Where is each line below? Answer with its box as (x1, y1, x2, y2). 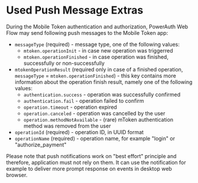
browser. (6, 171, 28, 178)
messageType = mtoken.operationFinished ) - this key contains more (14, 72, 176, 79)
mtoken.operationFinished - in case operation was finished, (23, 53, 168, 60)
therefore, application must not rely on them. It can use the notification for (6, 159, 186, 166)
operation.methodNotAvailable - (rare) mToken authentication (23, 116, 174, 123)
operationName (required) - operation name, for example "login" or (14, 135, 176, 142)
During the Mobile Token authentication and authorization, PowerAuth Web (6, 23, 189, 30)
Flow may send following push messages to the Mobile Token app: (6, 29, 168, 36)
